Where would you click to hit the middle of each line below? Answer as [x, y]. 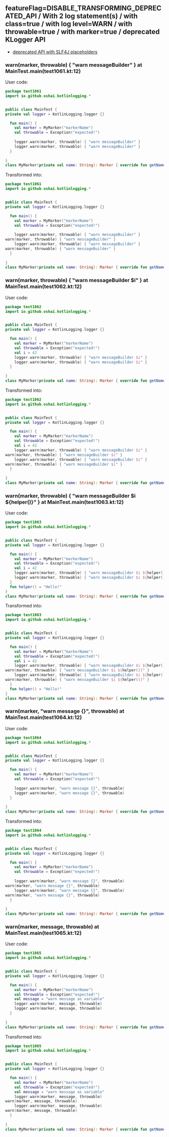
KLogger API [25, 40]
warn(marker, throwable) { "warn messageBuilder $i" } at [77, 280]
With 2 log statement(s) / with [90, 16]
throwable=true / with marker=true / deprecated [82, 32]
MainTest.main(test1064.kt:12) [44, 718]
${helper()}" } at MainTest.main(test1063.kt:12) [65, 502]
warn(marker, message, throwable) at [52, 926]
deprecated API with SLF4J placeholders [55, 52]
